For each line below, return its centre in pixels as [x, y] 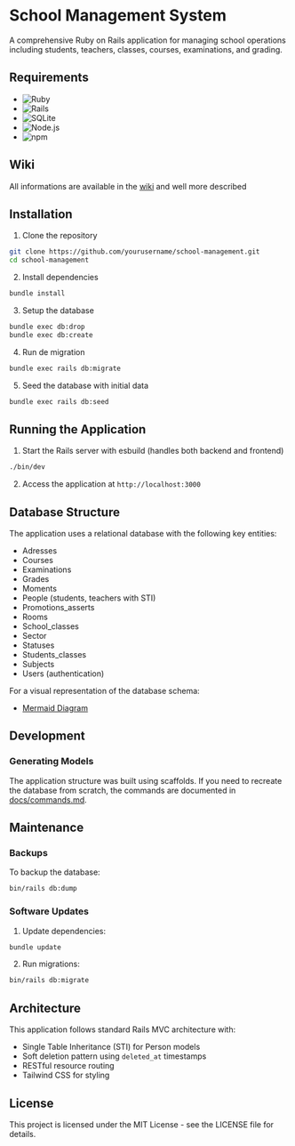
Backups [29, 853]
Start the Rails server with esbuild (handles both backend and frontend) [153, 451]
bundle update [36, 947]
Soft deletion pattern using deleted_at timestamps [114, 1056]
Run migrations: [51, 964]
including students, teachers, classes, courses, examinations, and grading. [146, 49]
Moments [40, 589]
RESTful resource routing [68, 1066]
